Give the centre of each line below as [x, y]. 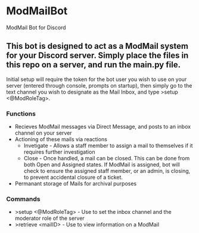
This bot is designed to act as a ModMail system [97, 46]
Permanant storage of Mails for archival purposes [76, 184]
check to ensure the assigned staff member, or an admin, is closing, [107, 171]
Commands [23, 199]
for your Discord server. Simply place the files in [97, 56]
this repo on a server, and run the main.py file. [93, 65]
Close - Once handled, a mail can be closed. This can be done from [107, 159]
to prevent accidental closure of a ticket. [73, 178]
